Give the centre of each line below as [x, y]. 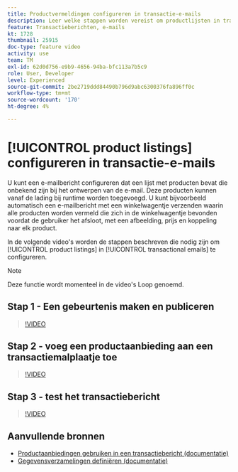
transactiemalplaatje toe [62, 357]
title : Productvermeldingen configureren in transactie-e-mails [104, 14]
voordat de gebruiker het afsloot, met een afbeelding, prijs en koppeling [112, 220]
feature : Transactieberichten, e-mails [66, 27]
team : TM [20, 60]
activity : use [28, 54]
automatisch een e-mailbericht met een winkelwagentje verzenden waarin [115, 205]
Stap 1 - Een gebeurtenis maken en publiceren [111, 307]
